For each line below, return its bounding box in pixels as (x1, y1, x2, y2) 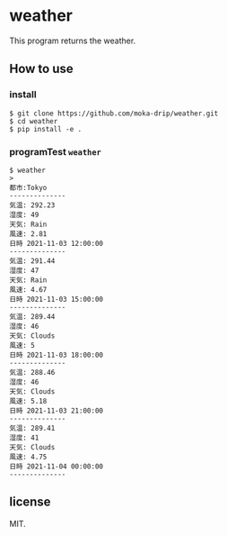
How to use (9, 61, 74, 77)
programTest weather (9, 145, 101, 158)
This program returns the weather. (9, 35, 136, 46)
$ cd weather (9, 116, 58, 126)
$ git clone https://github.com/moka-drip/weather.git (9, 109, 219, 118)
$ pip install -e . (9, 124, 83, 133)
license (9, 495, 51, 510)
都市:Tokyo (9, 183, 48, 192)
